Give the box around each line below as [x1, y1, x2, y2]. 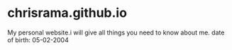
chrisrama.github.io [7, 5, 128, 21]
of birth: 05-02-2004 [7, 35, 69, 44]
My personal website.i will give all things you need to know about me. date [7, 28, 225, 37]
